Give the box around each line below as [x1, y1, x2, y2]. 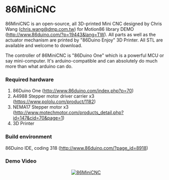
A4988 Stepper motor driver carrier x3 [12, 93, 95, 99]
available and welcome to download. [5, 42, 82, 48]
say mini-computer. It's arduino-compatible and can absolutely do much [5, 57, 158, 64]
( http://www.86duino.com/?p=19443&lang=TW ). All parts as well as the [5, 31, 156, 37]
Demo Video [5, 157, 37, 165]
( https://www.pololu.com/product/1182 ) [12, 98, 96, 105]
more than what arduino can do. [5, 63, 73, 69]
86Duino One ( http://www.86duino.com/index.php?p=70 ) [12, 88, 134, 94]
